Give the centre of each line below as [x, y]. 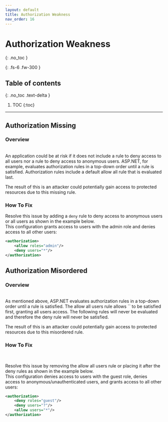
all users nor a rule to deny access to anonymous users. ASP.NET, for [77, 161]
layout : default [22, 10]
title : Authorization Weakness [38, 15]
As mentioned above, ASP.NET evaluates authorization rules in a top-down [82, 301]
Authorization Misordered [46, 271]
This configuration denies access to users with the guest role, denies [76, 376]
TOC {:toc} [23, 105]
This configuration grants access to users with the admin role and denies [80, 227]
